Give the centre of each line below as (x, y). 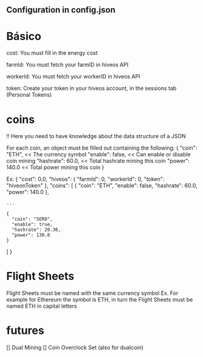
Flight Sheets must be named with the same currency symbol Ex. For (92, 293)
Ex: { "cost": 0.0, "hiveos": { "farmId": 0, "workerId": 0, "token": (85, 179)
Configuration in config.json (61, 10)
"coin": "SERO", (32, 219)
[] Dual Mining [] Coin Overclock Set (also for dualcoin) (75, 348)
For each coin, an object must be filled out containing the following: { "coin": (102, 148)
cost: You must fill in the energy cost (52, 53)
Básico (24, 36)
